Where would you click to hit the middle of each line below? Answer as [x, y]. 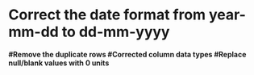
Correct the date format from [107, 15]
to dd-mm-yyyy [116, 32]
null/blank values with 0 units [59, 63]
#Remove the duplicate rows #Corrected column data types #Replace [127, 54]
